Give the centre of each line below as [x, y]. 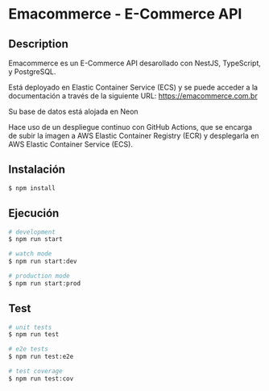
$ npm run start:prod [45, 283]
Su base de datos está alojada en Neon [73, 111]
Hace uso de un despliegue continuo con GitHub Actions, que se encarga [130, 127]
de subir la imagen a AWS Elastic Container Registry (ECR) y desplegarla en [134, 135]
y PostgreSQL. [32, 72]
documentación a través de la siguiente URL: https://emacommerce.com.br [133, 96]
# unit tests [30, 327]
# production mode [39, 276]
